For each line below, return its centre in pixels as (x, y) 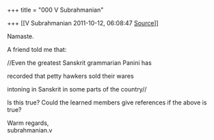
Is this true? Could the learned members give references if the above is (107, 102)
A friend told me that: (37, 50)
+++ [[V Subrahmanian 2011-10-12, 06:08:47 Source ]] (83, 23)
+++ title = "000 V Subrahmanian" (55, 10)
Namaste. (21, 36)
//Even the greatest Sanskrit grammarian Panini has (79, 63)
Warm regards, (28, 123)
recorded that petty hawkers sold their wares (71, 76)
